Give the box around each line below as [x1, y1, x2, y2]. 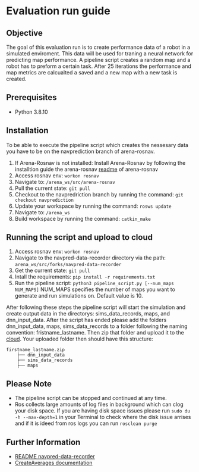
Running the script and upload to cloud [6, 232, 153, 242]
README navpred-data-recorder [14, 453, 95, 460]
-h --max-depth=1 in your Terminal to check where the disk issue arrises [14, 414, 191, 421]
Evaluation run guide [6, 4, 111, 18]
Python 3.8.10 [14, 108, 49, 115]
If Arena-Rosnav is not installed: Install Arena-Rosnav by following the [14, 159, 186, 166]
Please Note [6, 379, 52, 389]
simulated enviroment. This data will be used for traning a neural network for [6, 50, 194, 57]
